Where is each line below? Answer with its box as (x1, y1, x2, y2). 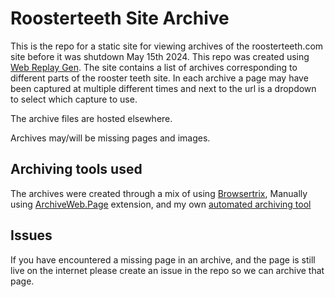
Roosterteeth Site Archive (10, 7, 230, 30)
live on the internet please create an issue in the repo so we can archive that (10, 264, 325, 276)
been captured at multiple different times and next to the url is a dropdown (10, 82, 317, 94)
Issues (10, 227, 53, 244)
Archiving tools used (10, 161, 143, 178)
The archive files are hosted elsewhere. (10, 112, 173, 124)
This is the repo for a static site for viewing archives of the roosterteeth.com (10, 40, 324, 52)
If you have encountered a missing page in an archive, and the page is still (10, 253, 316, 266)
